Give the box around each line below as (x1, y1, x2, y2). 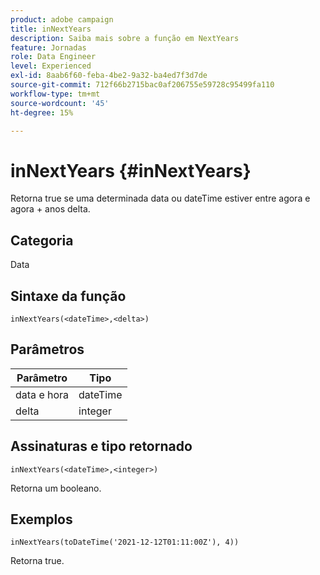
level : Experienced (10, 61, 92, 71)
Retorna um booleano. (10, 482, 102, 494)
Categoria (10, 232, 74, 249)
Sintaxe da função (10, 287, 127, 305)
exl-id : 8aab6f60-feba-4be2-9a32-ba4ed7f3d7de (10, 71, 208, 81)
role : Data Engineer (10, 52, 97, 62)
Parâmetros (10, 341, 85, 358)
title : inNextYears (10, 24, 92, 34)
